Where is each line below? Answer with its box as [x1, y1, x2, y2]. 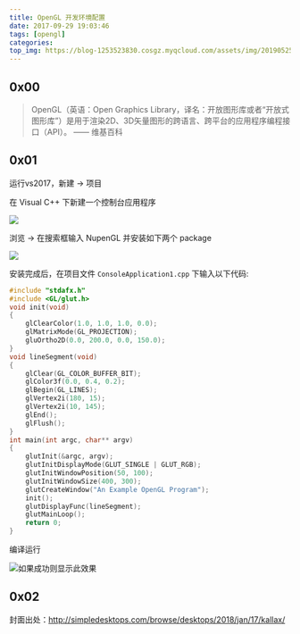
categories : [9, 38, 54, 47]
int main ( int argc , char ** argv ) [9, 435, 134, 445]
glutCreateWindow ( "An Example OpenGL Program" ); [25, 485, 210, 494]
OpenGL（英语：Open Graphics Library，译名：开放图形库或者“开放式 [30, 104, 290, 114]
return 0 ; [25, 519, 62, 528]
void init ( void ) [9, 303, 70, 312]
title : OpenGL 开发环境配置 [9, 13, 105, 22]
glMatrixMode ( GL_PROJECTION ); [25, 328, 138, 337]
